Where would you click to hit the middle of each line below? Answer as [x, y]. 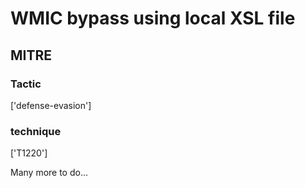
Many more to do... [49, 173]
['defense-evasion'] [51, 105]
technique [36, 131]
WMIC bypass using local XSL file [153, 18]
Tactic [26, 84]
